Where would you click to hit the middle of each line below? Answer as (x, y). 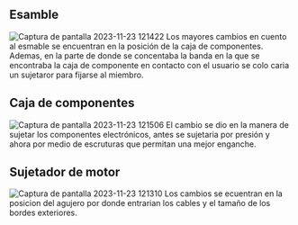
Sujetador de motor (65, 172)
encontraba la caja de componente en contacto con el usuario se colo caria (149, 65)
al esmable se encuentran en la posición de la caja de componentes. (136, 46)
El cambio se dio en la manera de (228, 124)
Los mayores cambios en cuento (226, 36)
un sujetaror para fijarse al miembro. (77, 75)
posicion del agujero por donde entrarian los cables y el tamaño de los (140, 203)
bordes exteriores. (44, 213)
